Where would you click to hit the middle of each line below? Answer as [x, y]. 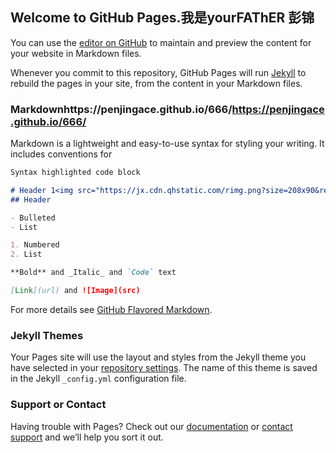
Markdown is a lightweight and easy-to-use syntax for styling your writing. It [167, 144]
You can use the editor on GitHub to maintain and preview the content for [161, 42]
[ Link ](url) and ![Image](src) [75, 291]
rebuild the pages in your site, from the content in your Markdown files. [156, 83]
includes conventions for [61, 154]
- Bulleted [33, 218]
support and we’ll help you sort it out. [87, 437]
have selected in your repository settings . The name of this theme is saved [164, 368]
